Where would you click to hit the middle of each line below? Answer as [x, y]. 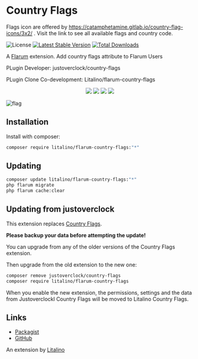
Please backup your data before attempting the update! [76, 235]
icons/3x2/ [19, 33]
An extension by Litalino [36, 350]
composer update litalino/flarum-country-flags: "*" [71, 179]
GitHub [23, 338]
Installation [27, 122]
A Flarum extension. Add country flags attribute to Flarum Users [84, 56]
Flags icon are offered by [37, 27]
